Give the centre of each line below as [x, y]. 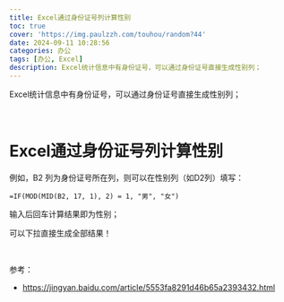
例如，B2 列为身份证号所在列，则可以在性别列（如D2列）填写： [127, 177]
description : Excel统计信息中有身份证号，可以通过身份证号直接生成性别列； [135, 68]
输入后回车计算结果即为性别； [64, 214]
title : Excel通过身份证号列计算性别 [70, 17]
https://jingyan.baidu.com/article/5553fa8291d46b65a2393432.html [149, 287]
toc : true [28, 26]
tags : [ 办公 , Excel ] [46, 59]
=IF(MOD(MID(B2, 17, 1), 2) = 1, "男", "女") [94, 196]
